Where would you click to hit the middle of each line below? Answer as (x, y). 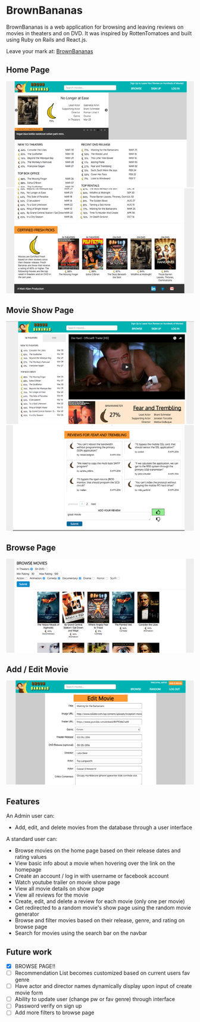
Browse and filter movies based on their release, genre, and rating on (100, 920)
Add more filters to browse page (54, 1012)
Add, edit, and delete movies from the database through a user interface (103, 827)
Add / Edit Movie (37, 669)
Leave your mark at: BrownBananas (50, 51)
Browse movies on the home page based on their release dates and (98, 851)
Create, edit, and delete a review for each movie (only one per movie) (100, 901)
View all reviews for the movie (51, 895)
